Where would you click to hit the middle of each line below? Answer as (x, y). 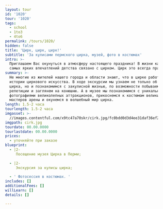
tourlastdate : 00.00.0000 (31, 132)
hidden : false (19, 46)
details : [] (17, 195)
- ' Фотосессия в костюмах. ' (40, 177)
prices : (13, 136)
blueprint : (16, 145)
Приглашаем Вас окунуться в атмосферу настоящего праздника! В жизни (81, 64)
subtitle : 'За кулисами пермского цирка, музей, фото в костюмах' (73, 55)
